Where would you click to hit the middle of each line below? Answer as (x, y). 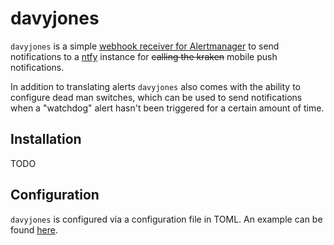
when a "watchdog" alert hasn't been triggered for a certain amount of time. (167, 108)
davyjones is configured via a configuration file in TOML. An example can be (166, 219)
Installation (46, 139)
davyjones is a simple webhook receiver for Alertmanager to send (145, 46)
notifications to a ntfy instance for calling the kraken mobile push (144, 56)
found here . (34, 229)
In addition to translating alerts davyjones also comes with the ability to (155, 86)
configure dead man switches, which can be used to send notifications (156, 97)
